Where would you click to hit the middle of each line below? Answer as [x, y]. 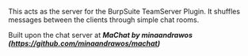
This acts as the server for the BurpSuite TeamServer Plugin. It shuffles [124, 11]
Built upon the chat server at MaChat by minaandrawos [100, 35]
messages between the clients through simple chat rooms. [104, 20]
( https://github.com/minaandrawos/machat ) [84, 43]
